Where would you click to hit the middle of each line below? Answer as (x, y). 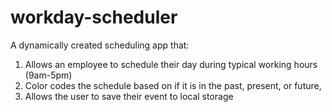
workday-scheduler (94, 17)
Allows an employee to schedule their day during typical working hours (171, 64)
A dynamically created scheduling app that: (100, 45)
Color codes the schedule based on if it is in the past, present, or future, (173, 85)
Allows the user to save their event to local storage (129, 96)
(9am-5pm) (48, 75)
